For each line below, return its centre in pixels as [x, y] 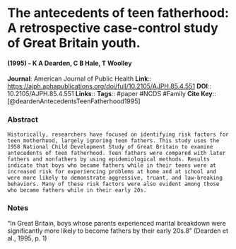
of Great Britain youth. [74, 43]
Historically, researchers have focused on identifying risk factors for [118, 134]
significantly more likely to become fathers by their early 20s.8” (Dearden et [118, 231]
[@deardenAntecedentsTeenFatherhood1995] [74, 101]
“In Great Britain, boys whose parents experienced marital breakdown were [117, 223]
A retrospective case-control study [113, 28]
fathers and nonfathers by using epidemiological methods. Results [109, 159]
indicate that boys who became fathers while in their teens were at [112, 165]
